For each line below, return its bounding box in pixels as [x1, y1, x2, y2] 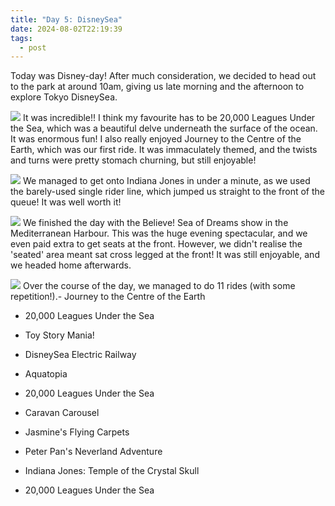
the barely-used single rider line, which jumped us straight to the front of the [10, 186, 326, 198]
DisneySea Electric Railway [24, 349, 137, 361]
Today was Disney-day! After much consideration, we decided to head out [10, 70, 317, 82]
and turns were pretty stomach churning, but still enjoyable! [10, 154, 257, 166]
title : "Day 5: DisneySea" [10, 14, 123, 25]
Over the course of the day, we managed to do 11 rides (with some [22, 280, 296, 292]
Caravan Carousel [24, 407, 100, 419]
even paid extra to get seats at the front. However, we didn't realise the [10, 238, 303, 250]
